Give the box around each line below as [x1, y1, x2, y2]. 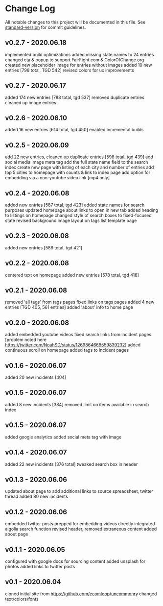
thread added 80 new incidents [5, 493, 69, 500]
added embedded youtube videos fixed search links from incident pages [5, 332, 152, 338]
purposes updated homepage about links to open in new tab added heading [5, 207, 158, 213]
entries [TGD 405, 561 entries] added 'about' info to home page [5, 304, 133, 310]
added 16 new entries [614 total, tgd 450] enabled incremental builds [5, 127, 144, 133]
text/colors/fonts [5, 596, 39, 602]
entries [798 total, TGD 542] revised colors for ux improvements [5, 67, 135, 73]
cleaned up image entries [5, 99, 56, 105]
